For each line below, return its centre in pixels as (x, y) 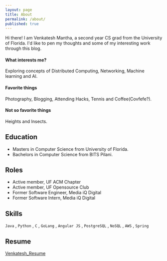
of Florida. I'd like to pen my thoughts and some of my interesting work (78, 43)
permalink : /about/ (25, 19)
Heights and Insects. (26, 121)
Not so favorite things (28, 110)
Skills (14, 213)
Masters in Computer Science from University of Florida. (70, 149)
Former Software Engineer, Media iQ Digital (57, 193)
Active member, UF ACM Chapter (47, 182)
